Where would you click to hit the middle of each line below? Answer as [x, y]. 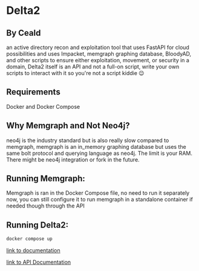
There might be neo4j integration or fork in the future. [73, 159]
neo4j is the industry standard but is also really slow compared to [88, 140]
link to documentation [33, 250]
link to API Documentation [39, 262]
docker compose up [29, 239]
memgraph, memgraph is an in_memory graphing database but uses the [96, 146]
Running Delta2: [37, 225]
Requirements [33, 92]
